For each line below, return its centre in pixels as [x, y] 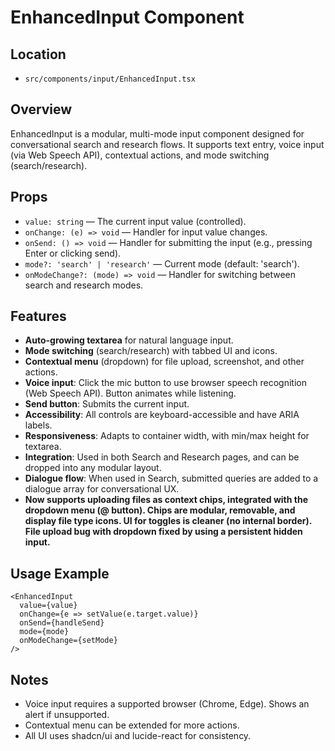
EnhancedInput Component [127, 17]
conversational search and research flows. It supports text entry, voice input [167, 144]
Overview [41, 109]
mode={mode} [44, 632]
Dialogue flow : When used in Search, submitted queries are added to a [171, 478]
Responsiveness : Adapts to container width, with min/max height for [167, 436]
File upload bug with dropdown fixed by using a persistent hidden [163, 532]
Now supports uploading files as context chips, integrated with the [166, 500]
